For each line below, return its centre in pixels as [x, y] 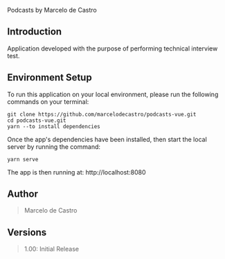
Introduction [35, 32]
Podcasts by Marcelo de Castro [52, 10]
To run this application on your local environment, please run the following [113, 94]
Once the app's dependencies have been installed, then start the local [107, 139]
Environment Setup [49, 78]
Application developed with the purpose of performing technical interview [112, 48]
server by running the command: [54, 146]
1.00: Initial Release [52, 249]
